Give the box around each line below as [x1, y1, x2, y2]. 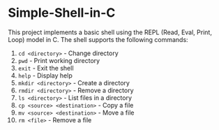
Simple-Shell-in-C [8, 5, 116, 21]
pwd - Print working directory [17, 56, 100, 64]
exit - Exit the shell [17, 64, 74, 72]
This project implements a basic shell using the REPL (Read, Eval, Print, [8, 28, 212, 36]
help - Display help [17, 71, 73, 80]
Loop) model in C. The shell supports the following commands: [8, 35, 188, 43]
